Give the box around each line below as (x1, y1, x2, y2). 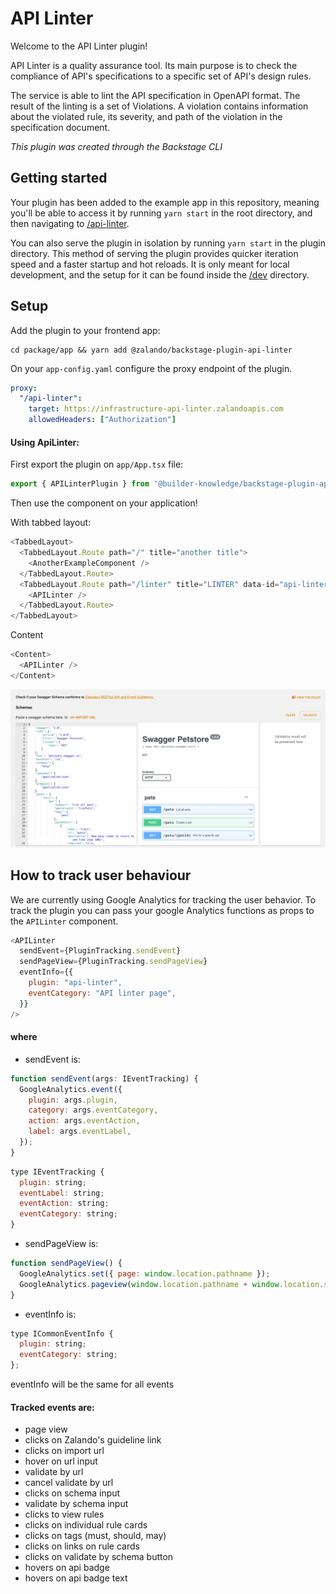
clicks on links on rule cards (24, 1540, 140, 1552)
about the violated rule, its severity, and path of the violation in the (10, 110, 283, 122)
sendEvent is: (24, 1053, 81, 1065)
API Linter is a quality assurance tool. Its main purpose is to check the (10, 59, 298, 71)
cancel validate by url (24, 1477, 114, 1489)
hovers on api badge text (24, 1572, 128, 1584)
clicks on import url (24, 1445, 105, 1457)
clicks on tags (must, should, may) (24, 1530, 167, 1542)
